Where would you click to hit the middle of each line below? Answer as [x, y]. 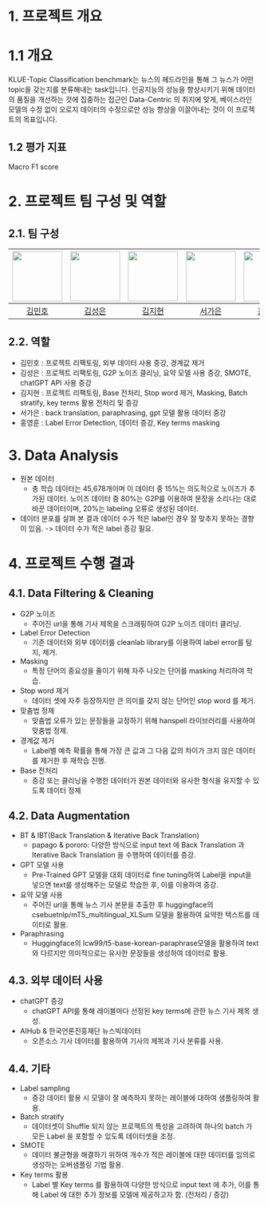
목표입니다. [40, 120]
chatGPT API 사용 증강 [55, 382]
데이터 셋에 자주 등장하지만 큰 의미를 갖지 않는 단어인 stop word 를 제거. [144, 700]
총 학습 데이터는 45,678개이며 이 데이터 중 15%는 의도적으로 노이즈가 [139, 489]
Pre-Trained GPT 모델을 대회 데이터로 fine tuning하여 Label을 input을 [142, 874]
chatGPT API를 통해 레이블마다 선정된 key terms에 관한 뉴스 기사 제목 [141, 1011]
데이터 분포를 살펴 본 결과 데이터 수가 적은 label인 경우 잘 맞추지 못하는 [130, 518]
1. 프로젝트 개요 [55, 16]
